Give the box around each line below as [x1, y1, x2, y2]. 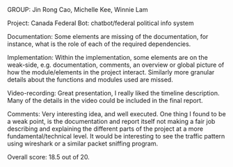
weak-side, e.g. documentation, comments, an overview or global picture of [7, 61, 225, 69]
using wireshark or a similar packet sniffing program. [7, 139, 159, 148]
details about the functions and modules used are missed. [7, 76, 174, 84]
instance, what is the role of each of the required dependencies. [7, 40, 191, 48]
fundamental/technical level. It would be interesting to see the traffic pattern [7, 132, 225, 141]
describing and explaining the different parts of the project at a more [7, 125, 204, 133]
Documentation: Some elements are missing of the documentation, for [7, 33, 209, 41]
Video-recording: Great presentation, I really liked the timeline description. [7, 89, 220, 97]
